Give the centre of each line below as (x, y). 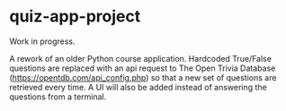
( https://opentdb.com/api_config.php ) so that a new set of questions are (143, 77)
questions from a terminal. (58, 97)
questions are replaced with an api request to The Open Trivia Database (143, 68)
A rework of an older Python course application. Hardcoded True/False (141, 58)
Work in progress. (42, 41)
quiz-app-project (75, 17)
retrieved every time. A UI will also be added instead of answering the (138, 87)
